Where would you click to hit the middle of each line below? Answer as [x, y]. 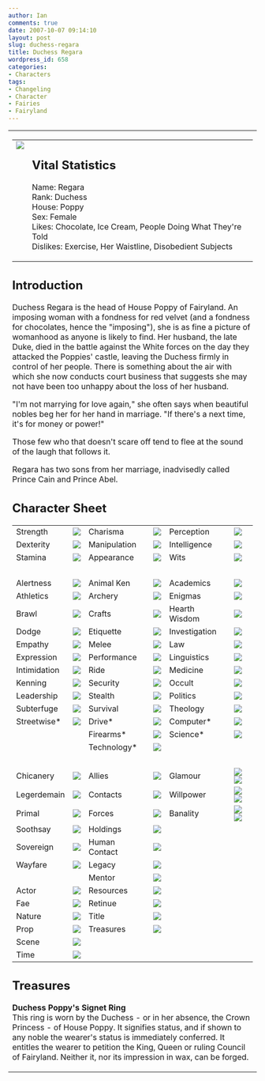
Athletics [32, 595]
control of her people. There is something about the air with [122, 367]
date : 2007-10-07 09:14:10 [52, 30]
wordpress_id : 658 [38, 60]
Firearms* [107, 734]
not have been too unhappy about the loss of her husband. [120, 386]
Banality [184, 813]
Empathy [33, 644]
